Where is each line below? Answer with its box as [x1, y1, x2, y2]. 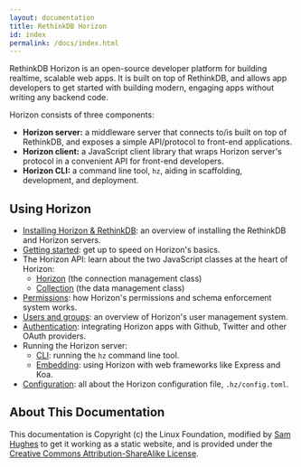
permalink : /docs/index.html [9, 38, 119, 48]
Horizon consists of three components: [9, 109, 155, 120]
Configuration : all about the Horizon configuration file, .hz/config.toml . [22, 378, 289, 389]
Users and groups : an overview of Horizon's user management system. [22, 312, 288, 322]
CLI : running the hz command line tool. [35, 350, 180, 361]
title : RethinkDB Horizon [9, 22, 107, 31]
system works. [22, 302, 78, 313]
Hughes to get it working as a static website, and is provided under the [9, 438, 273, 449]
